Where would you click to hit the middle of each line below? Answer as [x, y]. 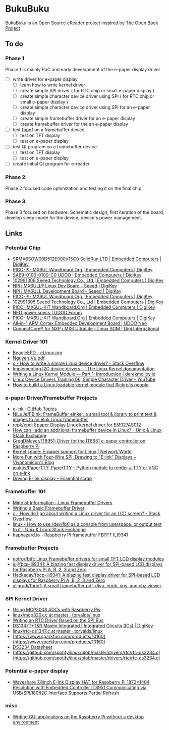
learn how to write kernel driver [53, 85]
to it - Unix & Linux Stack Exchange [49, 529]
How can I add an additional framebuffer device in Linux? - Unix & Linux [87, 430]
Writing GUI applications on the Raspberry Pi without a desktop [78, 716]
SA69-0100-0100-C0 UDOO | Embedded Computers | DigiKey [77, 275]
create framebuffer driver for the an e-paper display [74, 124]
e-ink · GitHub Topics [35, 409]
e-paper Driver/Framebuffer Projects [51, 398]
